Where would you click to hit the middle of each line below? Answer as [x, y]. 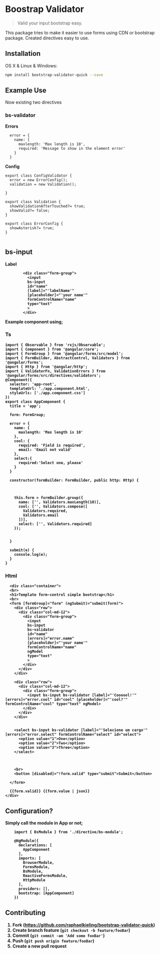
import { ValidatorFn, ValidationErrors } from [55, 371]
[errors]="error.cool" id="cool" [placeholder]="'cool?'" [66, 700]
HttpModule [34, 880]
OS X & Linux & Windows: [31, 65]
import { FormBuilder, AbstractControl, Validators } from [68, 358]
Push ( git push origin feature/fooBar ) [53, 941]
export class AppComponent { [35, 402]
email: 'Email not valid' [45, 450]
